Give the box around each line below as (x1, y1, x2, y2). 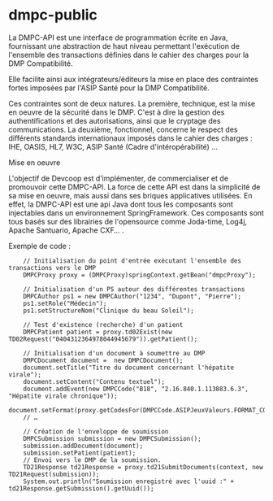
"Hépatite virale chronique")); (8, 392, 118, 400)
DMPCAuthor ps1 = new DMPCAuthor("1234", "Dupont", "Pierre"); (23, 292, 242, 300)
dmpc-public (8, 6, 97, 24)
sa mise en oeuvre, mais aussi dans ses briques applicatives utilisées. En (8, 190, 253, 200)
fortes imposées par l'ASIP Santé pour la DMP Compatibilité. (8, 83, 210, 93)
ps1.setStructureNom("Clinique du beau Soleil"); (23, 307, 195, 315)
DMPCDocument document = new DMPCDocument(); (23, 356, 184, 364)
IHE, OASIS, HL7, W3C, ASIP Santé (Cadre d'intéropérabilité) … (8, 142, 218, 151)
